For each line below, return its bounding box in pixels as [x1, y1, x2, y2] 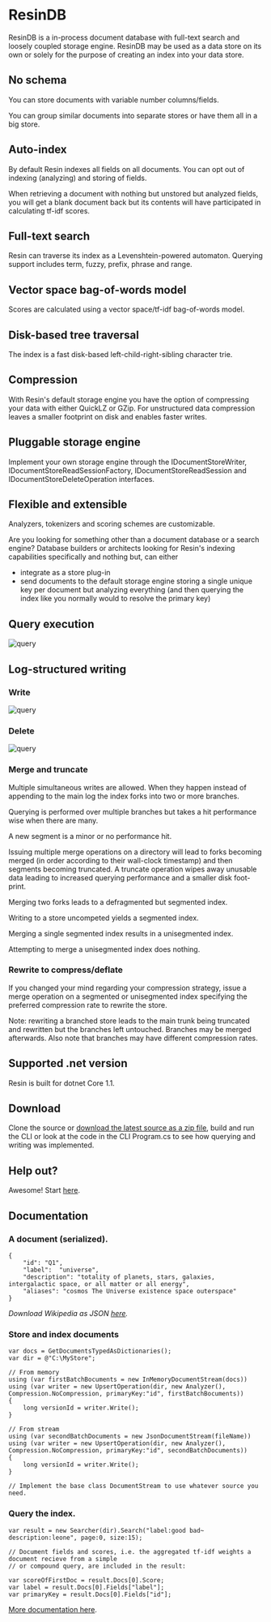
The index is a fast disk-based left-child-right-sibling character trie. [8, 350, 233, 359]
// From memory [8, 1369, 60, 1377]
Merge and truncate [8, 764, 88, 776]
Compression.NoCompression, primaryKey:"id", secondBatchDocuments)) [8, 1447, 248, 1455]
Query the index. [8, 1508, 76, 1519]
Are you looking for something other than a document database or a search [8, 535, 260, 544]
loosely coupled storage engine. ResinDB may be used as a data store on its [8, 41, 262, 50]
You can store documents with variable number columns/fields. [8, 95, 220, 105]
